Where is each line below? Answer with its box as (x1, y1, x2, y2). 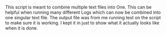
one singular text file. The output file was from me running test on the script (5, 15, 161, 20)
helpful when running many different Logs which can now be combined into (5, 9, 161, 15)
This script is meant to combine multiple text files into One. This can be (5, 4, 151, 10)
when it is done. (5, 25, 38, 31)
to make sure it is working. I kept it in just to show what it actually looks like (5, 20, 159, 26)
